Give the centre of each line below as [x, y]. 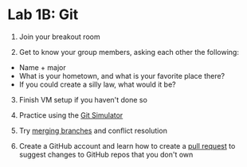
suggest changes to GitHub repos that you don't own [106, 154]
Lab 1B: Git [43, 15]
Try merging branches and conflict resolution [93, 130]
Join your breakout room [59, 37]
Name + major [42, 67]
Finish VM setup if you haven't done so [83, 99]
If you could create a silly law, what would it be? [97, 84]
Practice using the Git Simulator [71, 115]
